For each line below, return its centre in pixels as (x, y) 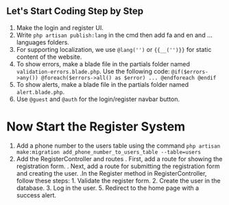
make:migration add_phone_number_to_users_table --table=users (109, 152)
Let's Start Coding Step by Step (75, 11)
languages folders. (43, 42)
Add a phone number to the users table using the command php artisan (118, 146)
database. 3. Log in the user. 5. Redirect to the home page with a (108, 188)
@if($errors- (190, 72)
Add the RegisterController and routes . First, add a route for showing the (119, 159)
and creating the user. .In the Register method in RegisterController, (111, 173)
